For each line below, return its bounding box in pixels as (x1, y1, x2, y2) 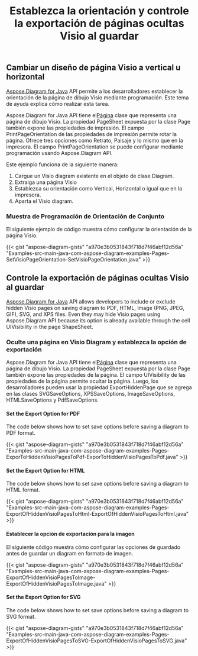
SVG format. (6, 613, 36, 620)
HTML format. (6, 486, 40, 493)
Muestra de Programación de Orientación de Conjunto (6, 212, 165, 220)
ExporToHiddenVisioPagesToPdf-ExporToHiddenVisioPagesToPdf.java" (6, 454, 178, 461)
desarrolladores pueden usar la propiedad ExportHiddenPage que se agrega (6, 384, 192, 391)
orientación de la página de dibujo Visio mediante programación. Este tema (6, 93, 189, 101)
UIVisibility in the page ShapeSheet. (6, 323, 93, 330)
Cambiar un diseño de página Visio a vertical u (6, 63, 181, 73)
